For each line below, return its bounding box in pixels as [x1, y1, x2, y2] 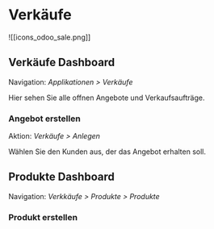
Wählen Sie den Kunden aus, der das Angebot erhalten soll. [8, 147, 206, 156]
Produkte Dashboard [8, 170, 115, 184]
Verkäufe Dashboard [8, 56, 115, 69]
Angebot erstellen [8, 113, 81, 124]
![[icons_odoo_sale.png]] [8, 32, 91, 42]
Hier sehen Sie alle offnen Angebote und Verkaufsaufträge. [8, 93, 205, 102]
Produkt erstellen [8, 211, 78, 223]
